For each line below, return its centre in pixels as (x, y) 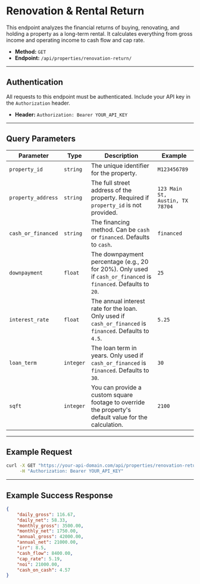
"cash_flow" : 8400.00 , (45, 553)
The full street (111, 183)
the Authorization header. (38, 103)
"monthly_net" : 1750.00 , (48, 531)
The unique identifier (121, 165)
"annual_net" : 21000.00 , (48, 542)
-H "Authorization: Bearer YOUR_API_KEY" (71, 471)
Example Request (39, 452)
